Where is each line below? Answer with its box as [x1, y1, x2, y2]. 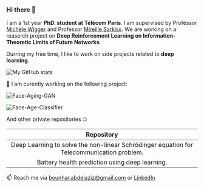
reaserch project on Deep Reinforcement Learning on [6, 32, 142, 39]
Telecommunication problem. [60, 148, 144, 157]
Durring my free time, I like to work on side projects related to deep [6, 50, 174, 58]
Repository [86, 131, 118, 139]
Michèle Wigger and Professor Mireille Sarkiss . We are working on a [6, 25, 177, 33]
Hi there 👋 [6, 5, 36, 14]
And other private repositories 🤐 [6, 115, 87, 123]
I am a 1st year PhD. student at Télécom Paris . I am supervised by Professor [6, 19, 197, 27]
